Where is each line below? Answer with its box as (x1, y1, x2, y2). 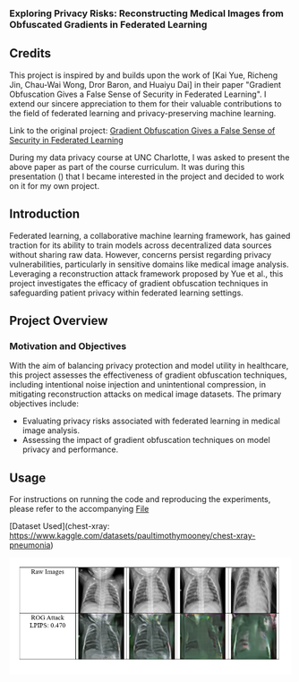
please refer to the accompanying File (9, 504, 149, 515)
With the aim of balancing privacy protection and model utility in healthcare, (9, 361, 289, 371)
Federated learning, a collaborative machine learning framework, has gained (9, 230, 291, 241)
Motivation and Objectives (9, 339, 127, 352)
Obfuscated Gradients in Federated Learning (9, 18, 208, 30)
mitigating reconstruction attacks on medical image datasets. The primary (9, 388, 282, 400)
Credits (9, 46, 52, 61)
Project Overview (9, 312, 108, 328)
